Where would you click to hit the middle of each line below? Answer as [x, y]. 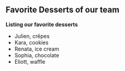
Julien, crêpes [32, 36]
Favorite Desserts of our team [62, 10]
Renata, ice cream [37, 49]
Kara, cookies [31, 42]
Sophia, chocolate [37, 55]
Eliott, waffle [30, 61]
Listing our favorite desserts [42, 24]
